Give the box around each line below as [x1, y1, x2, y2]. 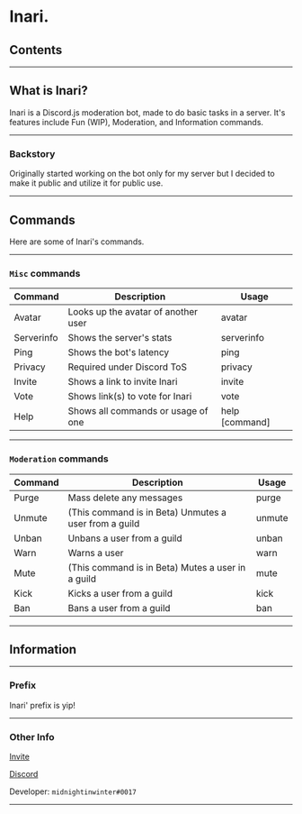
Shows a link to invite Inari [67, 376, 178, 389]
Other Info [9, 730, 56, 743]
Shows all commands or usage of [67, 405, 209, 417]
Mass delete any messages [67, 491, 183, 504]
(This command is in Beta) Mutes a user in [67, 561, 246, 573]
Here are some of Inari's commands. [9, 236, 145, 247]
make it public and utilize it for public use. [9, 178, 164, 188]
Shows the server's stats [67, 332, 173, 344]
